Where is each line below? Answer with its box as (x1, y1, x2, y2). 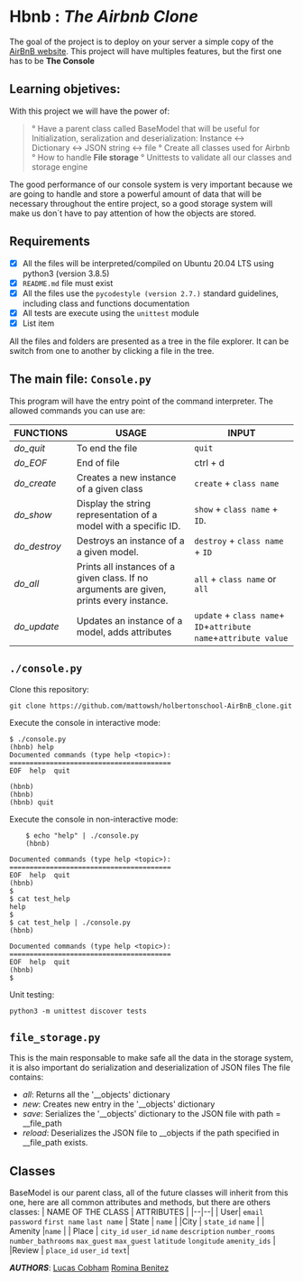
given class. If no (76, 571, 149, 584)
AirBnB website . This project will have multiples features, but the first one (9, 45, 282, 56)
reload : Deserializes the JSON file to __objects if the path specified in (22, 1128, 280, 1138)
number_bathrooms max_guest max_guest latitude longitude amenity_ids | (9, 1235, 277, 1247)
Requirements (9, 234, 90, 249)
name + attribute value (194, 631, 289, 644)
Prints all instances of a (76, 560, 176, 572)
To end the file (76, 441, 138, 454)
